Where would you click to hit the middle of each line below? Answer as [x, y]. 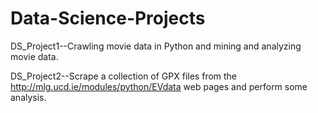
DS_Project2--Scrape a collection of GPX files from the [124, 76]
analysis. [28, 97]
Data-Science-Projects [108, 18]
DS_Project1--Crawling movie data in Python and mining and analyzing [156, 46]
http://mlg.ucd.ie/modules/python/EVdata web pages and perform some [159, 86]
